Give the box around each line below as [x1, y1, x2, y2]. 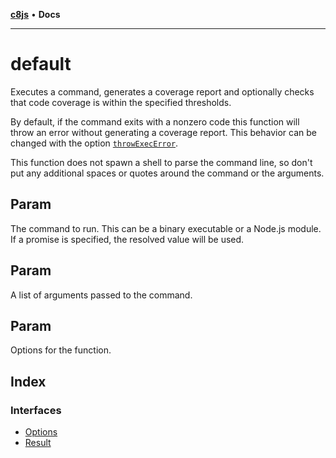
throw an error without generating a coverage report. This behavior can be [10, 126, 317, 138]
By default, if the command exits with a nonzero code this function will [10, 115, 300, 128]
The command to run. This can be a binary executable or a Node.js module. [10, 222, 322, 234]
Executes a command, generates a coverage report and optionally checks [10, 85, 315, 98]
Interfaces [10, 403, 62, 417]
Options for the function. [10, 344, 112, 356]
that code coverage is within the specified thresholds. [10, 96, 232, 108]
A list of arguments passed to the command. [10, 289, 193, 301]
